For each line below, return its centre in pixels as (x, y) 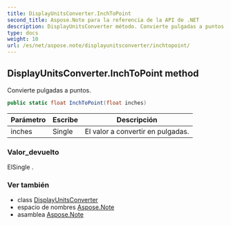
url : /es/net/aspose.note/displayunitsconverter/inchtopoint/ (99, 46)
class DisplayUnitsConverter (57, 200)
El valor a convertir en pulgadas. (137, 131)
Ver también (28, 185)
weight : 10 (23, 39)
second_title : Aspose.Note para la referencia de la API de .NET (103, 20)
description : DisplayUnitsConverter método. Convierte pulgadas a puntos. (117, 26)
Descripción (137, 119)
